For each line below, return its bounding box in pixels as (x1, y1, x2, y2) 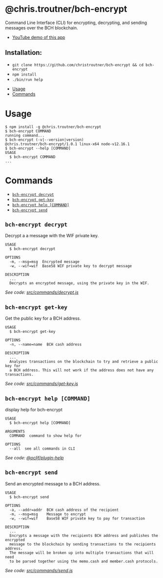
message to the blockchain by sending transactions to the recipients (9, 542, 156, 547)
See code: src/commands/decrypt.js (5, 289, 79, 295)
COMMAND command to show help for (9, 433, 82, 438)
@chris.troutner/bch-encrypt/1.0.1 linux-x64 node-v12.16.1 (5, 141, 130, 147)
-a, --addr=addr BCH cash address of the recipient (9, 507, 119, 512)
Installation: (5, 49, 42, 57)
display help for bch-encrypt (5, 407, 62, 413)
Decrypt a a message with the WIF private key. (5, 233, 99, 239)
